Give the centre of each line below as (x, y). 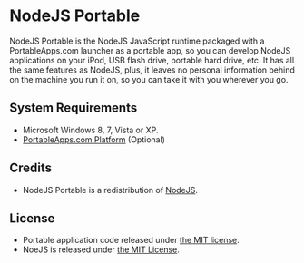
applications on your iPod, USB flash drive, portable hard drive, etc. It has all (152, 60)
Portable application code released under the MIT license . (131, 240)
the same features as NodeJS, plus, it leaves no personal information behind (152, 70)
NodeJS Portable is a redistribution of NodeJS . (110, 190)
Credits (31, 168)
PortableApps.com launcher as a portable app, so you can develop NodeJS (150, 50)
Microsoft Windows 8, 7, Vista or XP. (90, 130)
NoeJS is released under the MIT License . (101, 249)
